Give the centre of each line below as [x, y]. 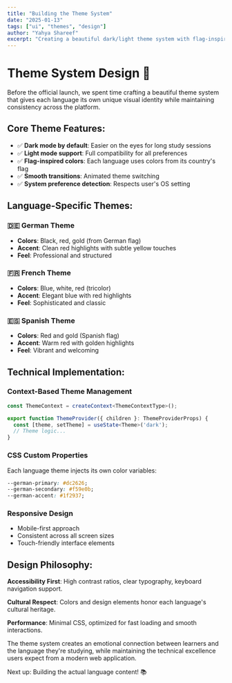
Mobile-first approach [48, 528]
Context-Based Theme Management [70, 392]
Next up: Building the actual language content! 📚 [77, 672]
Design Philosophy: [50, 565]
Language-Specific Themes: [70, 206]
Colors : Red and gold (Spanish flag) [68, 336]
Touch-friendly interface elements [66, 543]
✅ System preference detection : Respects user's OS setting [104, 184]
